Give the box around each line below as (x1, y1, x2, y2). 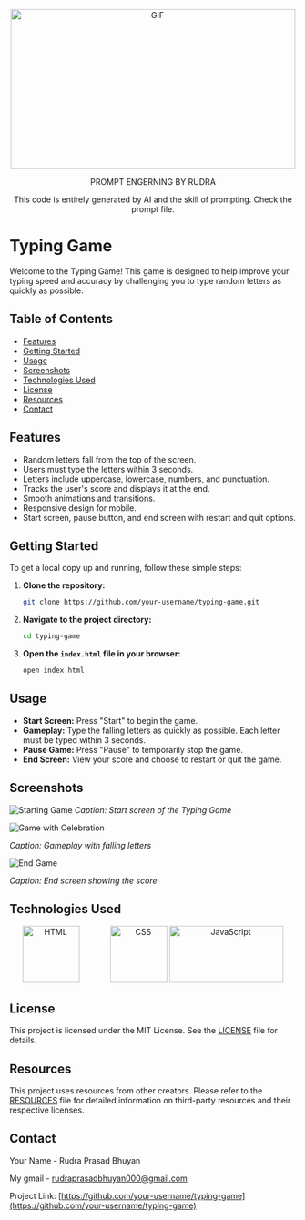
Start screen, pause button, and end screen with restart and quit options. (22, 512, 296, 523)
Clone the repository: (22, 580, 106, 591)
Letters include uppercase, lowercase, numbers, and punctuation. (22, 473, 270, 484)
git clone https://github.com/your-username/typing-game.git (22, 597, 260, 607)
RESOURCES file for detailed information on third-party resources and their (9, 1095, 291, 1106)
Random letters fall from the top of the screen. (22, 453, 197, 464)
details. (9, 1034, 37, 1046)
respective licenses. (9, 1104, 85, 1115)
